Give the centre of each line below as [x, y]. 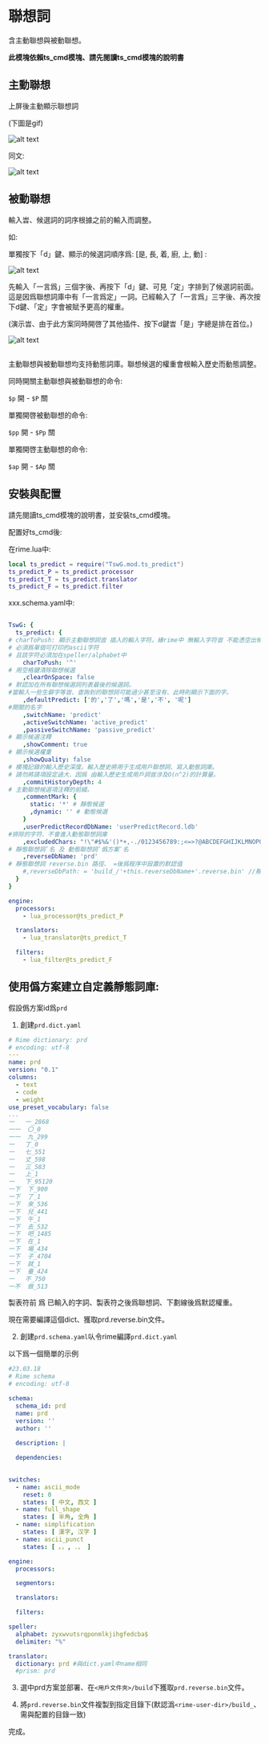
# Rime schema [32, 1377]
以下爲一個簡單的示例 [43, 1354]
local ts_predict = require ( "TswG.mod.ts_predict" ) [96, 564]
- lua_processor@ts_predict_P [73, 916]
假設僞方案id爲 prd [38, 1008]
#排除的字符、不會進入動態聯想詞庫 [58, 834]
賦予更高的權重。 [100, 307]
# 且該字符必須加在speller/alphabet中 [67, 655]
